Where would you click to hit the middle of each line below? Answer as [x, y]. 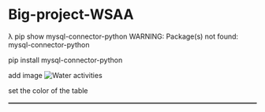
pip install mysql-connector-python [65, 60]
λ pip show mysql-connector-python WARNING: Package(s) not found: [123, 36]
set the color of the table [48, 90]
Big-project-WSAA [71, 15]
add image [26, 75]
